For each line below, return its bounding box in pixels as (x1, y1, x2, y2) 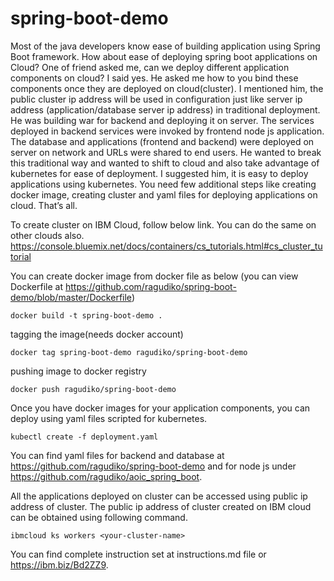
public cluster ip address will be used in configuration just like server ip (10, 93, 303, 105)
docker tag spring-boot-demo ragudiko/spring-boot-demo (10, 347, 248, 357)
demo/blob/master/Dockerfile (10, 291, 132, 303)
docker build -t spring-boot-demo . (10, 310, 163, 321)
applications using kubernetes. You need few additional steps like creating (10, 178, 317, 190)
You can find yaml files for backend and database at (10, 449, 225, 461)
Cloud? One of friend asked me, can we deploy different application (10, 61, 290, 73)
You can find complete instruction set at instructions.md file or (10, 548, 267, 560)
